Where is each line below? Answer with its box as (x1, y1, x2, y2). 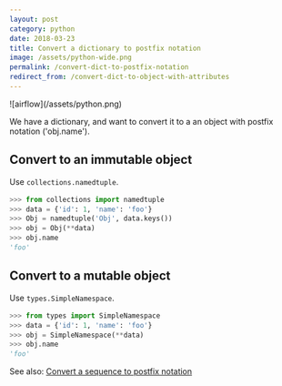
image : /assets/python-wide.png (9, 53, 132, 63)
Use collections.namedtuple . (9, 176, 119, 187)
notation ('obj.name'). (9, 126, 90, 137)
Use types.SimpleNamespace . (9, 292, 116, 303)
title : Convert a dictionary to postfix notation (9, 44, 202, 53)
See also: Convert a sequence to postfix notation (9, 366, 193, 377)
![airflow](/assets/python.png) (9, 98, 123, 109)
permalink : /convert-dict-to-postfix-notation (9, 63, 189, 72)
